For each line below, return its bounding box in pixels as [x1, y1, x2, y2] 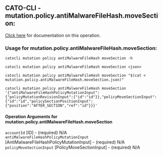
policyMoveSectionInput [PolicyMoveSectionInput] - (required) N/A [5, 145, 140, 151]
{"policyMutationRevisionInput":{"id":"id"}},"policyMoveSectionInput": [5, 94, 157, 100]
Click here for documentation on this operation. [5, 32, 101, 38]
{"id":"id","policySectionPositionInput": [5, 99, 93, 104]
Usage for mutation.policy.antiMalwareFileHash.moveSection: [5, 44, 157, 51]
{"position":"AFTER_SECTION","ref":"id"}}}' [5, 103, 98, 108]
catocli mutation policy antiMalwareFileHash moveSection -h [5, 56, 133, 61]
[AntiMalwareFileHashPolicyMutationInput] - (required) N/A [5, 139, 125, 145]
